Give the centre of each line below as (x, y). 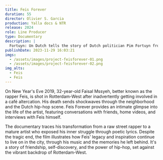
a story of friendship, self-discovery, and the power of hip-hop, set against (80, 147)
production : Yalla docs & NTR (36, 23)
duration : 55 (18, 14)
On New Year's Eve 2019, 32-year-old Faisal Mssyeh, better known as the (79, 91)
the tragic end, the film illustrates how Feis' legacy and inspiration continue (80, 137)
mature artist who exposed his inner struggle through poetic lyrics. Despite (80, 131)
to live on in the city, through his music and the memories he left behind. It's (81, 142)
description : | (20, 41)
